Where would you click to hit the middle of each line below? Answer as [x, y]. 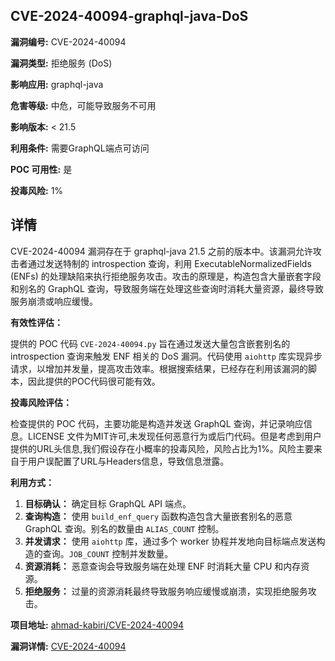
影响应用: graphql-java [57, 84]
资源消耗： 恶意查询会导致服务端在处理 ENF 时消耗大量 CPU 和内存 [163, 566]
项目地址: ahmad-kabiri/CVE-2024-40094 [97, 625]
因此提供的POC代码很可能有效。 [94, 381]
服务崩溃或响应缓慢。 [54, 301]
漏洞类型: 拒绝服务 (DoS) [61, 63]
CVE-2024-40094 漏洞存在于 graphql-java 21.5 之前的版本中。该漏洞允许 [161, 251]
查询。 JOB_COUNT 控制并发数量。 [108, 553]
